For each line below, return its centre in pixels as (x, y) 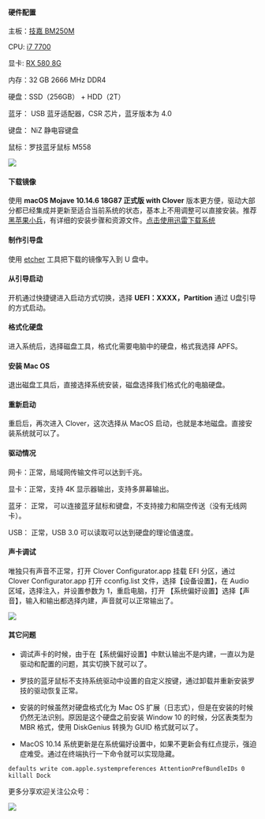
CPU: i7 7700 (30, 47)
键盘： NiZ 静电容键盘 (43, 130)
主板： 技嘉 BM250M (41, 31)
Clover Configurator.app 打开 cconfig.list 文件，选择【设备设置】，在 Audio (129, 580)
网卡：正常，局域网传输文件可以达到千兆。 (77, 472)
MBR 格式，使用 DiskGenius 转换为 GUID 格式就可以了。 (111, 727)
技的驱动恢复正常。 (51, 691)
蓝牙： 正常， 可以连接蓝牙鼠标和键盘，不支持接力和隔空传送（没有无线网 (127, 505)
